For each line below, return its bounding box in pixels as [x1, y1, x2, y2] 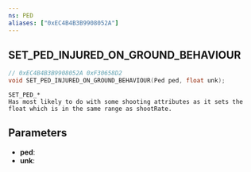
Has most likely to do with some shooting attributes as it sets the [8, 98, 244, 106]
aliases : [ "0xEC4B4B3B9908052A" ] [8, 19, 119, 27]
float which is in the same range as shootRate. [8, 105, 172, 113]
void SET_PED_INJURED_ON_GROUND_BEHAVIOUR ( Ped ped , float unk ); [8, 77, 226, 85]
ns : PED [8, 11, 34, 20]
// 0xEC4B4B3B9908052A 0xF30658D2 [8, 69, 123, 78]
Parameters [8, 126, 68, 140]
